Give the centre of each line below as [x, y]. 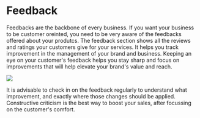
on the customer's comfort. [41, 109]
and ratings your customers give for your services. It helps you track [93, 47]
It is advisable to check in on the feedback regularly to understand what [97, 90]
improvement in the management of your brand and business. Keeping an [99, 53]
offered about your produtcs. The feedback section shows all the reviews [98, 40]
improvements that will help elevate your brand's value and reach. [89, 66]
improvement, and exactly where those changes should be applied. [91, 96]
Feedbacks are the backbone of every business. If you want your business [100, 28]
